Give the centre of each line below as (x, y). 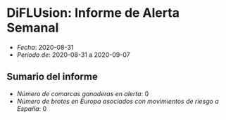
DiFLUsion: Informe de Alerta (93, 13)
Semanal (33, 28)
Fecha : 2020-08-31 (45, 47)
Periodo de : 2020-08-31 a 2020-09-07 (74, 55)
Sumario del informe (52, 77)
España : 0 (32, 108)
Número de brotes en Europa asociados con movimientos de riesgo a (118, 101)
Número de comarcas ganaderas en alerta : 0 (83, 93)
